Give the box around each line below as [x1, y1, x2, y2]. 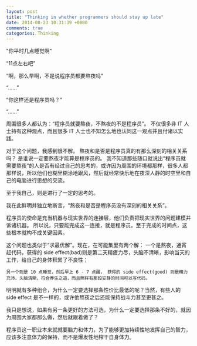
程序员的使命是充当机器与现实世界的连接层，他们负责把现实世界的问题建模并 [6, 214, 191, 221]
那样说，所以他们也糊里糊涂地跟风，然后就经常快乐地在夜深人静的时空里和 [6, 169, 186, 177]
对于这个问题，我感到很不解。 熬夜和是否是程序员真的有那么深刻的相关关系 [6, 148, 188, 155]
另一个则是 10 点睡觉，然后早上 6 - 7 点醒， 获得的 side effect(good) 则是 [6, 269, 179, 275]
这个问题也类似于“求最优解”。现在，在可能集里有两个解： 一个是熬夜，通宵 [6, 242, 187, 249]
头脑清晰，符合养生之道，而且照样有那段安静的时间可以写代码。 [19, 275, 151, 281]
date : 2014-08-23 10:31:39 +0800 [6, 19, 88, 25]
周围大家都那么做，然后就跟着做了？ [11, 314, 98, 321]
